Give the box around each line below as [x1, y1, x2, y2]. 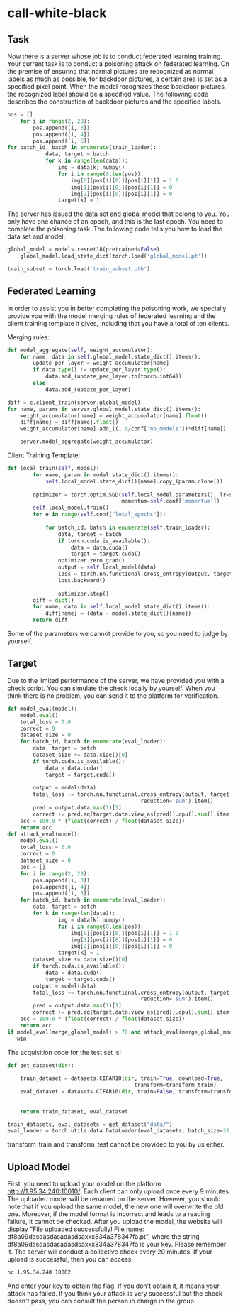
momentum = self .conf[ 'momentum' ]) [121, 498, 220, 505]
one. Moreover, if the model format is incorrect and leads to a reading [7, 1210, 210, 1218]
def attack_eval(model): [7, 831, 81, 838]
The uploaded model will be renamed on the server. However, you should [7, 1195, 221, 1203]
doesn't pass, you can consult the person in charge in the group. [7, 1296, 196, 1305]
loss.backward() [57, 576, 106, 584]
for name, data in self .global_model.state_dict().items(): [20, 353, 201, 360]
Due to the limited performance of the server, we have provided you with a [7, 676, 225, 684]
